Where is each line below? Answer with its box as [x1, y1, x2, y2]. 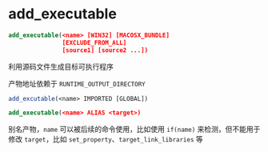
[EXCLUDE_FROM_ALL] [62, 38, 127, 46]
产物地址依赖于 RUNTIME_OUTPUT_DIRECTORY [8, 78, 146, 88]
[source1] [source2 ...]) [62, 46, 149, 54]
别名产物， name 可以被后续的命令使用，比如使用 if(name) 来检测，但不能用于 [8, 125, 261, 134]
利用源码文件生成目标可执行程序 [8, 62, 114, 71]
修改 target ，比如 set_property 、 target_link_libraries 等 [8, 134, 204, 144]
